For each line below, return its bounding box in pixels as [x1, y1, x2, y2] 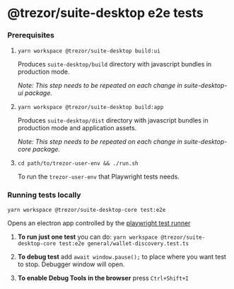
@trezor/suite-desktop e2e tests [7, 5, 204, 21]
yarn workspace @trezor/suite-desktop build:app [17, 104, 164, 111]
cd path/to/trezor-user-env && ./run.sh [17, 160, 139, 167]
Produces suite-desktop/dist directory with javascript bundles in [17, 116, 209, 125]
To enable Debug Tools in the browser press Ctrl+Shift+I [17, 273, 189, 282]
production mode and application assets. [17, 124, 137, 132]
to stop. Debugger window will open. [17, 260, 125, 268]
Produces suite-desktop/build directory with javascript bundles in [17, 60, 212, 69]
